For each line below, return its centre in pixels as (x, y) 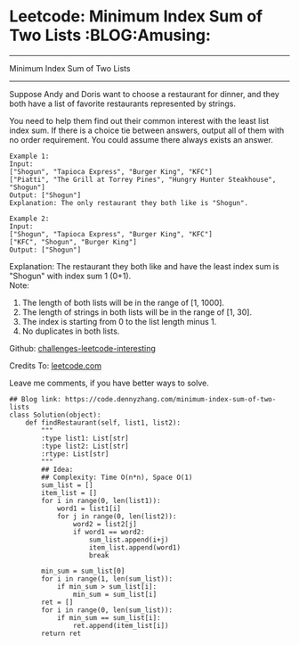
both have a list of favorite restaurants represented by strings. (122, 103)
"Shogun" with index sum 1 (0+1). (70, 276)
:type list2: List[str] (85, 446)
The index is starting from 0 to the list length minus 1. (119, 321)
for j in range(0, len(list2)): (117, 516)
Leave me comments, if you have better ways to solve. (109, 383)
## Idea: (57, 469)
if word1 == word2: (109, 532)
